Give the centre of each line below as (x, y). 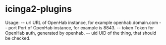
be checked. (18, 38)
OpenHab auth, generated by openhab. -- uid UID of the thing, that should (81, 33)
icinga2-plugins (38, 9)
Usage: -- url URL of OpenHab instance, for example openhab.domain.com (82, 22)
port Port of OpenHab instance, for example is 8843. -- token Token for (81, 27)
